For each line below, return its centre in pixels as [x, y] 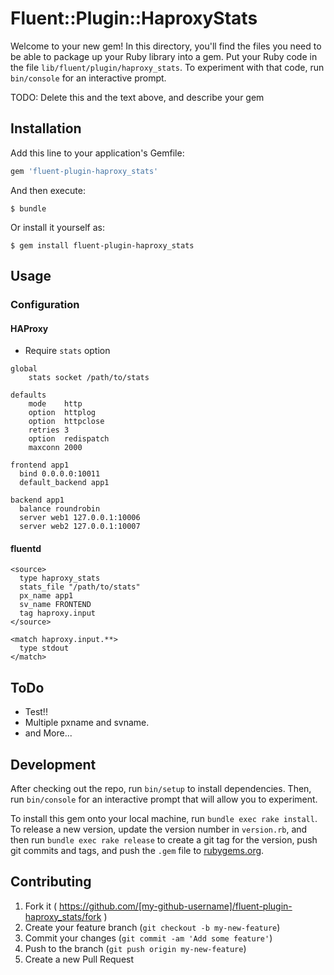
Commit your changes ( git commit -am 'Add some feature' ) [148, 938]
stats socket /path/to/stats [89, 378]
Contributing [51, 882]
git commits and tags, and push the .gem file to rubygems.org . [137, 850]
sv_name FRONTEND [55, 605]
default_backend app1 [64, 483]
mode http [55, 404]
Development [53, 764]
